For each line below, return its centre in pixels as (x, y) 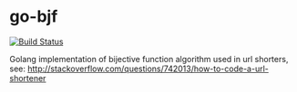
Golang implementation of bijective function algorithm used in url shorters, (149, 59)
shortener (28, 78)
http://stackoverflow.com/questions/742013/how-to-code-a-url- (148, 69)
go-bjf (34, 17)
